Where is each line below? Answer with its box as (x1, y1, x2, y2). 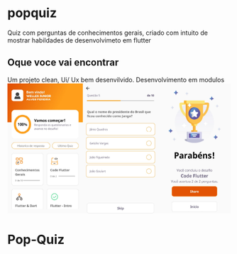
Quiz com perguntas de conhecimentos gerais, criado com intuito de (7, 28, 208, 37)
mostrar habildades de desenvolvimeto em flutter (7, 35, 151, 44)
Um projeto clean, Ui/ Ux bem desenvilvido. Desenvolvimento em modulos (7, 75, 225, 84)
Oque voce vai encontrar (7, 57, 119, 69)
